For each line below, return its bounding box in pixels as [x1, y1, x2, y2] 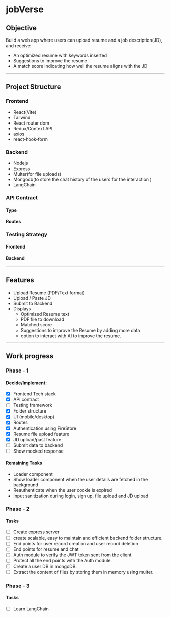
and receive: [6, 43, 32, 49]
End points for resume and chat [13, 546, 79, 552]
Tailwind [13, 114, 31, 120]
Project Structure [6, 83, 61, 91]
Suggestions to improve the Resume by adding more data [20, 327, 140, 333]
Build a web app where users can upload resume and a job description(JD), [6, 37, 163, 43]
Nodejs [13, 160, 28, 166]
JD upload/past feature [13, 436, 62, 442]
